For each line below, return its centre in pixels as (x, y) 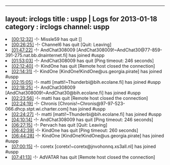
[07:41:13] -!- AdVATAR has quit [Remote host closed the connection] (83, 157)
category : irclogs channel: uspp (57, 27)
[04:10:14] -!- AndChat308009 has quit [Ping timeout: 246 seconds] (82, 120)
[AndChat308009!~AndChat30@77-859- (120, 50)
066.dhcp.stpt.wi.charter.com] (37, 108)
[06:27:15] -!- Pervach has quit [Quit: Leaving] (60, 125)
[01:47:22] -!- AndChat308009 (44, 50)
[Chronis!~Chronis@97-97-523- (92, 103)
